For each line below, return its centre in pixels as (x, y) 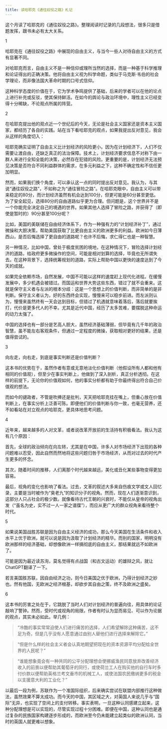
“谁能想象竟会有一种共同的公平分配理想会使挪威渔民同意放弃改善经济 (88, 661)
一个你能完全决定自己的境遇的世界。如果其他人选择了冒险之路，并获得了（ (81, 207)
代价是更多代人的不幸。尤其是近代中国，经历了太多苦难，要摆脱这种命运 (88, 308)
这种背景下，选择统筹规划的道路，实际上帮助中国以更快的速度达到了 (88, 259)
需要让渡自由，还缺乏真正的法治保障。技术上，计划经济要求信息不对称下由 (81, 153)
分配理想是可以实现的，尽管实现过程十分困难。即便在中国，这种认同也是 (83, 709)
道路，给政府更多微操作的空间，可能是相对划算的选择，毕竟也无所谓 (83, 253)
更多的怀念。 (22, 459)
